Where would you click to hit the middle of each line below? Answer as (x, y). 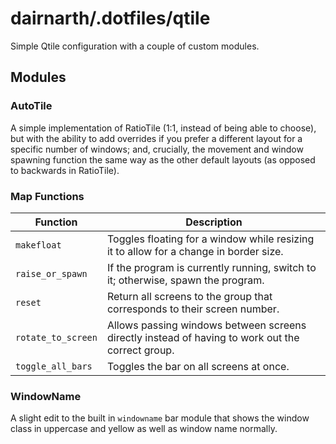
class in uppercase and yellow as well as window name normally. (144, 429)
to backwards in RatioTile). (65, 170)
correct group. (140, 350)
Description (214, 222)
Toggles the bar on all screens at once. (198, 366)
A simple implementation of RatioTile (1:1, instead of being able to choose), (163, 128)
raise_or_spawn (51, 273)
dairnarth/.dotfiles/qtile (110, 18)
